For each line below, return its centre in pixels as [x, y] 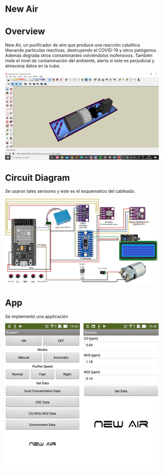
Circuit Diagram [37, 178]
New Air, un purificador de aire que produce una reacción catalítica [72, 45]
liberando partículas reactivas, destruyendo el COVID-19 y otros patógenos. [81, 50]
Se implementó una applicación [37, 316]
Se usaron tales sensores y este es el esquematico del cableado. [70, 191]
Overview [25, 32]
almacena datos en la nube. [33, 66]
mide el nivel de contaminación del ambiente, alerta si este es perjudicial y [80, 61]
